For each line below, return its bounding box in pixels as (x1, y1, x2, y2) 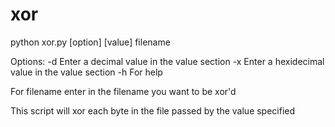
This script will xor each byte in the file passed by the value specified (10, 104, 296, 117)
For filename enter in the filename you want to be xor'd (10, 85, 237, 97)
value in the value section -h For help (10, 66, 163, 78)
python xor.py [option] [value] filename (10, 36, 171, 48)
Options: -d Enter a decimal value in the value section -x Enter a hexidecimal (10, 55, 325, 67)
